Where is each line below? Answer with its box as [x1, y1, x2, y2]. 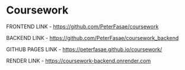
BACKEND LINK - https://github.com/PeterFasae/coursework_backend [6, 34, 179, 41]
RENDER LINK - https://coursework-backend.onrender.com [6, 57, 151, 64]
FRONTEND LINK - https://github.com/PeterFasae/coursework [6, 23, 159, 30]
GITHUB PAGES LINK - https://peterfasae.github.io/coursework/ [6, 45, 162, 53]
